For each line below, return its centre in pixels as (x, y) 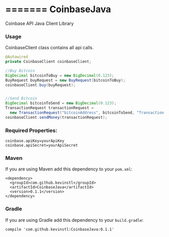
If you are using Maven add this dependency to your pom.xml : (69, 169)
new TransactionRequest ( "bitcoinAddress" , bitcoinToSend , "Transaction (87, 113)
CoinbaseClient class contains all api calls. (50, 48)
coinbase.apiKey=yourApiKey (35, 141)
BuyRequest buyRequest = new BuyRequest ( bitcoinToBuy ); (65, 80)
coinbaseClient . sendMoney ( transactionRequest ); (56, 117)
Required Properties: (31, 130)
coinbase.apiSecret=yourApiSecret (42, 146)
